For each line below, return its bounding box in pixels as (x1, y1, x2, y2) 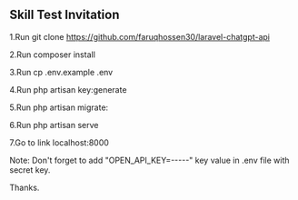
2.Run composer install (9, 49, 95, 60)
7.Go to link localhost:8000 (9, 136, 109, 148)
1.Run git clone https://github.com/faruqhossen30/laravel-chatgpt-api (9, 31, 271, 42)
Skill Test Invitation (9, 7, 120, 23)
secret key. (9, 164, 51, 175)
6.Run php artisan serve (9, 119, 99, 130)
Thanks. (9, 182, 40, 193)
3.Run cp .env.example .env (9, 66, 114, 77)
